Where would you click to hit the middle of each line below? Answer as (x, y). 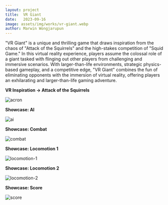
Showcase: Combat (26, 129)
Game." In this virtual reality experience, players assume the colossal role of (83, 54)
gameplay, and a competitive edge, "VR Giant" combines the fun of (89, 70)
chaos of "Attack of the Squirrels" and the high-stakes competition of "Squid (84, 48)
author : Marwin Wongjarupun (35, 29)
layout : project (22, 10)
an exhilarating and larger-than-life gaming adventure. (61, 81)
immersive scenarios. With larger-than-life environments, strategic (74, 64)
